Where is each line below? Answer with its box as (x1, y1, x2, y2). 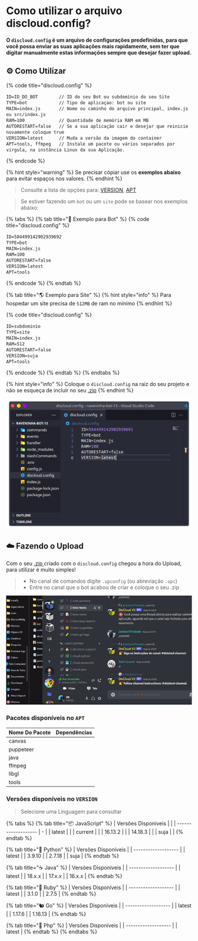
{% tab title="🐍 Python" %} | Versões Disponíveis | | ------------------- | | (6, 846, 186, 853)
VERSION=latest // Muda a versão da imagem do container (6, 135, 162, 141)
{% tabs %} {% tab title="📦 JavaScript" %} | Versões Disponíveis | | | (6, 820, 176, 827)
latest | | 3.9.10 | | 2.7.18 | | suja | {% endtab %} (6, 853, 119, 860)
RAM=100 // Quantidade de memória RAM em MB (6, 117, 149, 123)
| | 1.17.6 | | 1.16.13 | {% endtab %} (6, 910, 87, 917)
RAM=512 (6, 341, 25, 347)
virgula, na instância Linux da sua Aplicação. (6, 147, 126, 153)
